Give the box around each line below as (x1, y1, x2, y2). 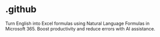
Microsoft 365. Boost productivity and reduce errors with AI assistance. (5, 25, 155, 31)
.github (5, 4, 37, 15)
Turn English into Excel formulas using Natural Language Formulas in (5, 20, 150, 26)
